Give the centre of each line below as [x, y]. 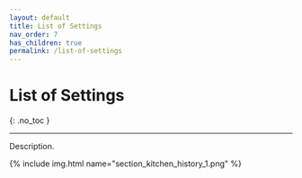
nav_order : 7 [34, 34]
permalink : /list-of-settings [66, 51]
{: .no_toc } [30, 120]
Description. [32, 147]
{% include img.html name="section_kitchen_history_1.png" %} [126, 164]
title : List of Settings [56, 26]
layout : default [40, 18]
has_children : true [46, 43]
